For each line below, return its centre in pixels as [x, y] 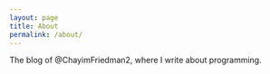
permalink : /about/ [46, 34]
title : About [34, 26]
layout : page [34, 18]
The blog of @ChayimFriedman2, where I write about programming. [135, 60]
